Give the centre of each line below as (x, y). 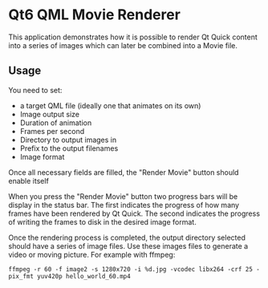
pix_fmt (21, 276)
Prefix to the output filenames (69, 148)
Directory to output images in (68, 140)
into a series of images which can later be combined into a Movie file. (123, 45)
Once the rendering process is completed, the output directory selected (127, 237)
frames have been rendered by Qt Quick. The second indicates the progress (134, 213)
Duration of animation (56, 123)
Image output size (50, 114)
